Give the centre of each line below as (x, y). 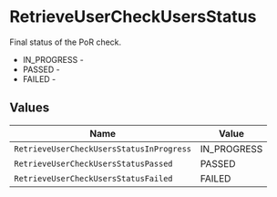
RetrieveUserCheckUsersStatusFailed (93, 178)
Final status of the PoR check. (66, 42)
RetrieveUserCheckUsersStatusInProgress (103, 149)
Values (30, 108)
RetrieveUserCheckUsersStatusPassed (93, 163)
